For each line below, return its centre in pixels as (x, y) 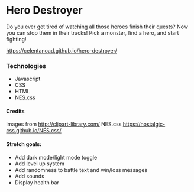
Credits (15, 111)
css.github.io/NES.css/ (34, 131)
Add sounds (29, 176)
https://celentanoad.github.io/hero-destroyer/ (62, 50)
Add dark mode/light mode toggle (56, 157)
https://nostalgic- (144, 124)
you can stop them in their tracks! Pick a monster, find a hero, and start (93, 32)
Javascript (28, 79)
